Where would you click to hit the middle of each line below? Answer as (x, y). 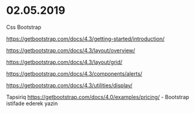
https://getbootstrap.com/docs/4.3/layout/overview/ (71, 50)
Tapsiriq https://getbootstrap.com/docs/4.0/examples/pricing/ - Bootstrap (98, 97)
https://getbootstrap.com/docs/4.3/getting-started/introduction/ (85, 38)
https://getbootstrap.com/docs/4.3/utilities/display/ (70, 85)
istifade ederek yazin (32, 103)
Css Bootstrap (24, 27)
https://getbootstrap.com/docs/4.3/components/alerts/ (74, 73)
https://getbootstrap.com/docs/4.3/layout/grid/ (64, 62)
